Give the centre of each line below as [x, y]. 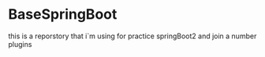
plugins [20, 44]
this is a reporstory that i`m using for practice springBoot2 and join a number [132, 36]
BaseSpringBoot [63, 14]
